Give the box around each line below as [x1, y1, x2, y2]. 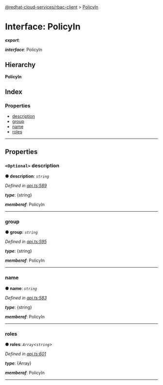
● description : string [5, 173, 49, 179]
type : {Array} [5, 360, 32, 367]
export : [5, 37, 20, 43]
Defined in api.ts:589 [5, 183, 47, 189]
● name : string [5, 285, 37, 291]
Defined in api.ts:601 [5, 351, 46, 357]
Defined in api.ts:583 [5, 294, 47, 301]
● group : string [5, 229, 38, 235]
